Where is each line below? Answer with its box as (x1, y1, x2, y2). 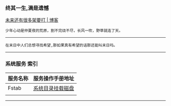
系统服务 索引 (5, 60, 38, 67)
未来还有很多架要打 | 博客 (5, 17, 59, 23)
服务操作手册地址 (33, 75, 75, 82)
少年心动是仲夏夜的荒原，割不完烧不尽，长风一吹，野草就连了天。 (5, 28, 123, 34)
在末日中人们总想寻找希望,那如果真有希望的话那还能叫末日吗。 (5, 43, 118, 48)
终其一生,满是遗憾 (5, 4, 49, 11)
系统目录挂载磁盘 (33, 85, 75, 92)
